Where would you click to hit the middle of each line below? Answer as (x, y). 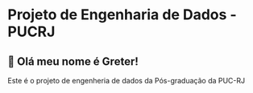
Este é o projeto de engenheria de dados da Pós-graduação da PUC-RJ (126, 81)
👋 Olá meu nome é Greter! (73, 61)
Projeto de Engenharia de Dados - (122, 15)
